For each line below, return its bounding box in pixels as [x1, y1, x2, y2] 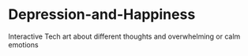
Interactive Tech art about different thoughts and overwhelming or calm [8, 32, 241, 41]
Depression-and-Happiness [8, 6, 196, 24]
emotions [8, 39, 39, 49]
